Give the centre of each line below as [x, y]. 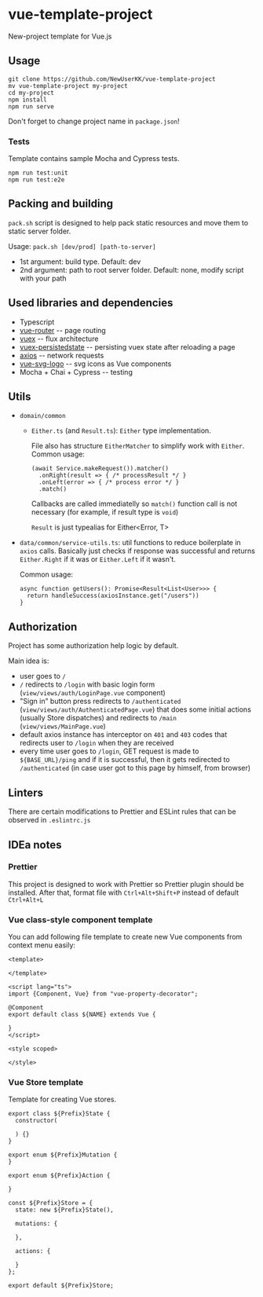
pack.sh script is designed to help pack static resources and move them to [128, 222]
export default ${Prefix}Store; [61, 1286]
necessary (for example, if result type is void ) [105, 512]
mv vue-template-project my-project [68, 86]
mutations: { [37, 1224]
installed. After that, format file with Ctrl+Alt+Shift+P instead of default [124, 892]
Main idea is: [29, 661]
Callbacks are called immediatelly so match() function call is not [134, 504]
